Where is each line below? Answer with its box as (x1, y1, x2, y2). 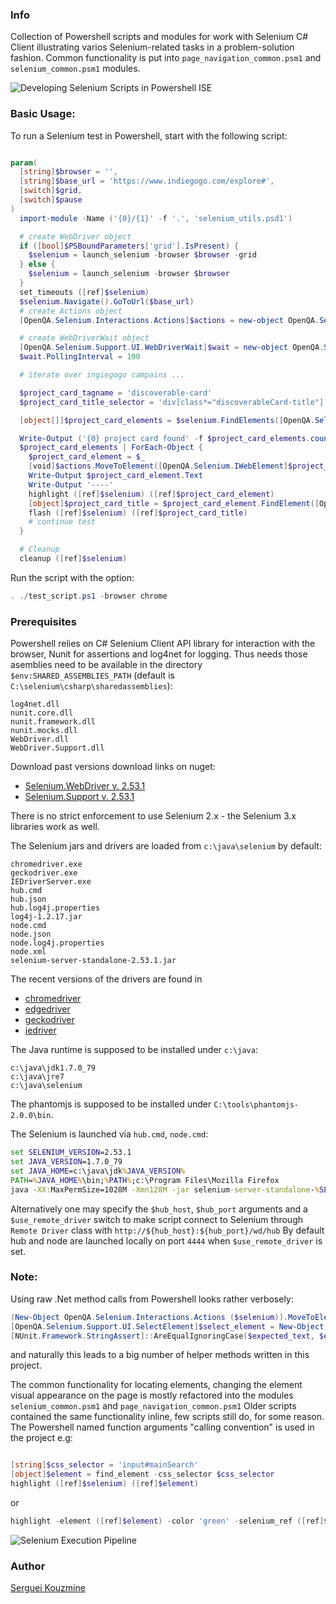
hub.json (10, 894, 47, 905)
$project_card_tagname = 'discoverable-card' (19, 388, 213, 398)
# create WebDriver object (19, 231, 132, 242)
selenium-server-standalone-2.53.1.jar (10, 956, 177, 966)
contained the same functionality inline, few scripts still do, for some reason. (10, 1411, 325, 1423)
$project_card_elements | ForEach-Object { (19, 443, 203, 453)
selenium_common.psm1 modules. (10, 63, 141, 75)
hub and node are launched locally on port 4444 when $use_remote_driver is (10, 1234, 323, 1247)
